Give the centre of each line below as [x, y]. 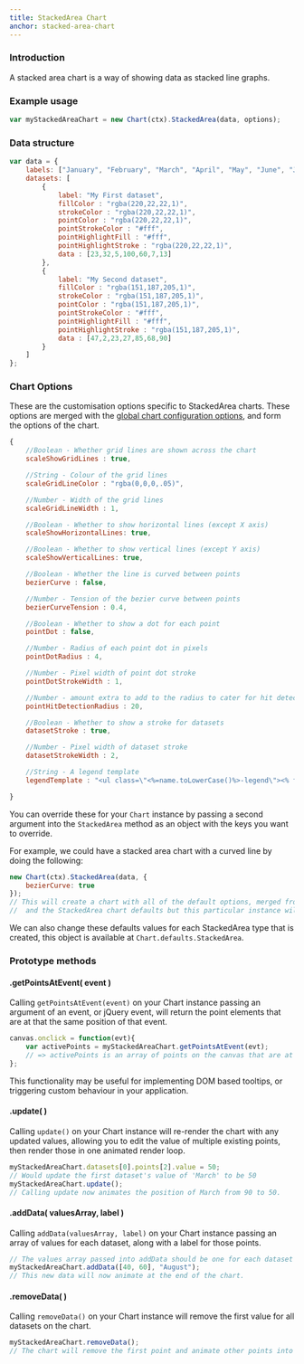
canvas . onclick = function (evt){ [72, 1038]
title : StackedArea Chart [58, 18]
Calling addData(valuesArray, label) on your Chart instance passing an [143, 1233]
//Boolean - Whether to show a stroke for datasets [125, 723]
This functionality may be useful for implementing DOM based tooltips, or [146, 1081]
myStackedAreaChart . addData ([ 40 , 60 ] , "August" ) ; [105, 1267]
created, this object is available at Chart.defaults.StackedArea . [127, 938]
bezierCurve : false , [66, 583]
